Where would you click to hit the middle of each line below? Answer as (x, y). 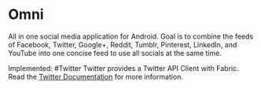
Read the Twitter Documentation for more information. (96, 76)
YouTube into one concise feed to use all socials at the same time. (115, 53)
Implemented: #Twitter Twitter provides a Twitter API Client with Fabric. (124, 68)
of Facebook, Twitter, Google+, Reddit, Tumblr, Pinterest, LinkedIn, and (123, 44)
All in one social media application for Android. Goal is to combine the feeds (131, 36)
